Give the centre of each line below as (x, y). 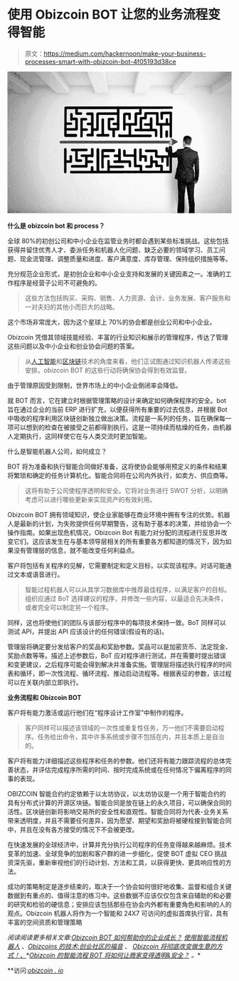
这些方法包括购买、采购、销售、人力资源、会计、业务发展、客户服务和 (128, 298)
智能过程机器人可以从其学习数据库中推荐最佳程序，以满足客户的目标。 (128, 589)
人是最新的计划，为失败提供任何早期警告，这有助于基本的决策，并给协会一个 (119, 523)
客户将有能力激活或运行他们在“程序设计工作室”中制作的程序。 (97, 712)
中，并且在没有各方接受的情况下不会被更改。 (73, 829)
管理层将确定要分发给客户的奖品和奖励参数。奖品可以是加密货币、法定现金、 (119, 646)
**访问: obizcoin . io (36, 970)
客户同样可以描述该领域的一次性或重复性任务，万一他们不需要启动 (121, 728)
